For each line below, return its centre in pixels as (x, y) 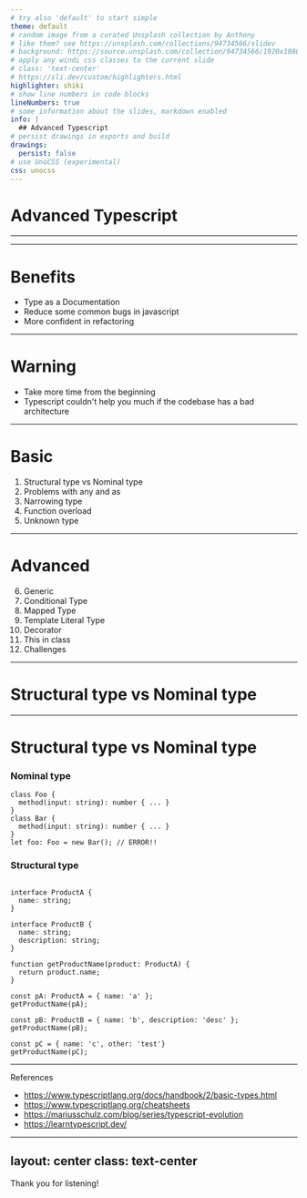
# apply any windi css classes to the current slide (113, 60)
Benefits (43, 276)
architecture (46, 412)
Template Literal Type (64, 620)
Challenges (45, 650)
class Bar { (33, 819)
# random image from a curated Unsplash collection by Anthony (133, 35)
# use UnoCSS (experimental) (66, 162)
